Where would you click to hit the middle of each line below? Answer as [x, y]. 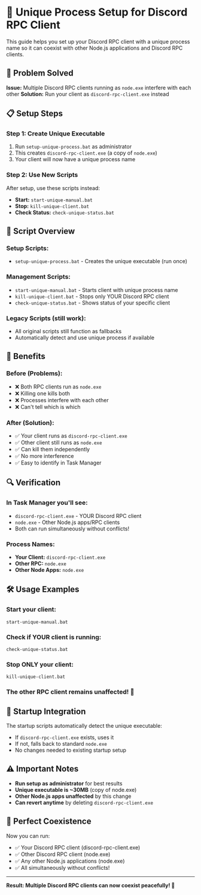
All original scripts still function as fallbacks [68, 332]
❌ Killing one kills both [42, 393]
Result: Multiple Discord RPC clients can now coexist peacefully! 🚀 [91, 885]
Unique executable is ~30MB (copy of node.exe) [76, 789]
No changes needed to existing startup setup [71, 750]
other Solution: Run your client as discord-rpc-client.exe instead [88, 94]
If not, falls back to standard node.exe [61, 744]
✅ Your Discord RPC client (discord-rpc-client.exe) [77, 847]
